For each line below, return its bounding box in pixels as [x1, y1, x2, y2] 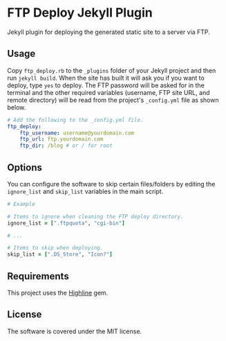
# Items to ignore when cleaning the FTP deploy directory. [7, 213, 185, 220]
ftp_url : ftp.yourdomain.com [19, 136, 104, 143]
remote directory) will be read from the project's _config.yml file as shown [7, 96, 219, 104]
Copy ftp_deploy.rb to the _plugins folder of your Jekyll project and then [7, 66, 216, 74]
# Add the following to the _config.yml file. [7, 116, 144, 123]
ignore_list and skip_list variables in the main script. [7, 187, 164, 195]
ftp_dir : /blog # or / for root [19, 142, 113, 150]
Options [7, 161, 43, 173]
